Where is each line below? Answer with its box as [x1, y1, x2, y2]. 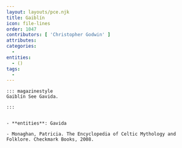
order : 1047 [6, 26, 37, 32]
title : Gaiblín [6, 15, 45, 21]
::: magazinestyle [6, 88, 53, 95]
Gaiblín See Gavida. [6, 94, 59, 100]
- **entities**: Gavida [6, 120, 67, 127]
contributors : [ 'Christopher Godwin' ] [6, 32, 111, 38]
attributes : [6, 37, 37, 43]
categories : [6, 43, 37, 50]
